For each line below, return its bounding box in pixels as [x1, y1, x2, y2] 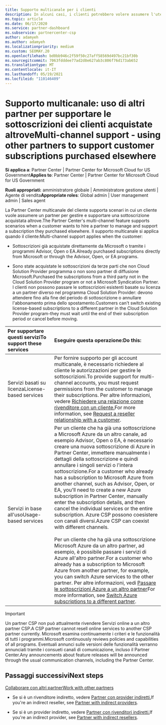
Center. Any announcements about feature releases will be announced [5, 652, 147, 658]
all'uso [7, 511, 23, 518]
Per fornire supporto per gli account [54, 354, 137, 361]
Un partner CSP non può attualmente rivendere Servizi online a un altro [5, 620, 150, 626]
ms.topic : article [5, 16, 43, 21]
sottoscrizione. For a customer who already [54, 468, 154, 475]
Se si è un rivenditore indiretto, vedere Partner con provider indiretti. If [12, 694, 154, 700]
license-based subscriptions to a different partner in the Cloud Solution [12, 305, 158, 311]
